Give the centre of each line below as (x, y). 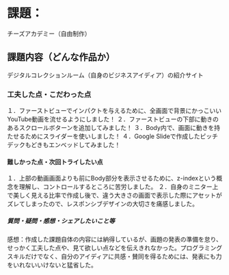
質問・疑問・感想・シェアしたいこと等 (61, 221)
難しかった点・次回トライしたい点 (55, 161)
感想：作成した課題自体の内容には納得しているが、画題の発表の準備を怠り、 (114, 239)
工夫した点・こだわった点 (49, 94)
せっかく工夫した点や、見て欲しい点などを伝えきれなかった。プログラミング (115, 248)
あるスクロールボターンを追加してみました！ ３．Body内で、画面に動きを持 (114, 128)
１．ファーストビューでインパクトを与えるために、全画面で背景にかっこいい (114, 111)
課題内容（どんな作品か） (61, 57)
